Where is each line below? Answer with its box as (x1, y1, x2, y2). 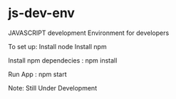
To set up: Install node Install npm (8, 42, 107, 51)
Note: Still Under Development (8, 83, 98, 92)
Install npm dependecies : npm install (8, 56, 118, 65)
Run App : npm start (8, 70, 67, 78)
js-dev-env (8, 5, 76, 21)
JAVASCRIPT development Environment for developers (8, 28, 170, 37)
